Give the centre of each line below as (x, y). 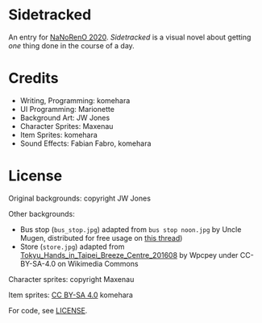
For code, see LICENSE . (48, 310)
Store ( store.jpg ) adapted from (72, 246)
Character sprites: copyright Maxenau (71, 279)
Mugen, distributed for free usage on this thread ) (101, 238)
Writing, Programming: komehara (75, 100)
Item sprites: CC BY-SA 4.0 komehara (71, 295)
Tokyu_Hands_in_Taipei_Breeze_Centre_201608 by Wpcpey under (129, 255)
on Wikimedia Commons (98, 263)
